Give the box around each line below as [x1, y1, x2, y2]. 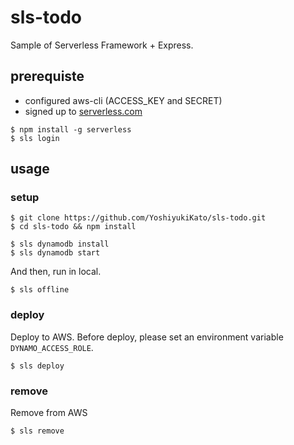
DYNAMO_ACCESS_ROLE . [10, 341, 94, 353]
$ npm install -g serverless [10, 124, 132, 135]
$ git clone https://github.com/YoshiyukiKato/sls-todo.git [10, 213, 267, 223]
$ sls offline [10, 285, 70, 295]
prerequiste [10, 68, 85, 85]
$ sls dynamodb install [10, 239, 110, 250]
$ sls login [10, 133, 60, 143]
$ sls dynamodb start [10, 248, 101, 258]
